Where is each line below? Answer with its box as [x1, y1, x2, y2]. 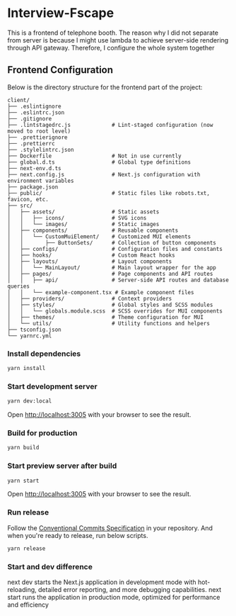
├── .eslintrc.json [7, 108, 65, 116]
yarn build [7, 444, 40, 452]
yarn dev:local [7, 398, 52, 405]
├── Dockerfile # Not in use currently [7, 152, 182, 159]
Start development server [7, 381, 98, 391]
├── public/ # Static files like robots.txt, [7, 189, 211, 196]
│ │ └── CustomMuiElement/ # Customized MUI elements [7, 233, 191, 240]
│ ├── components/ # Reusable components [7, 227, 179, 234]
